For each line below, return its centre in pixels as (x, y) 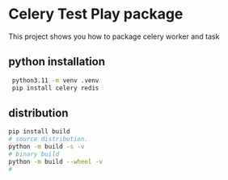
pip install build (39, 132)
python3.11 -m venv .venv (55, 80)
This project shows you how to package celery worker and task (114, 36)
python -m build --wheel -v (56, 161)
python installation (57, 62)
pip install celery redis (55, 88)
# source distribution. (49, 139)
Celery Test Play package (96, 14)
